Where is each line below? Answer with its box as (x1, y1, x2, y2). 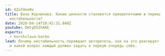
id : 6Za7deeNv (5, 7, 34, 12)
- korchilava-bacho (9, 35, 50, 39)
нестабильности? (9, 16, 43, 21)
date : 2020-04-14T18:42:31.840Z (5, 20, 71, 26)
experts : (5, 30, 23, 35)
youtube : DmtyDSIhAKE (5, 25, 50, 30)
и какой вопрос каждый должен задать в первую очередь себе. (9, 43, 137, 48)
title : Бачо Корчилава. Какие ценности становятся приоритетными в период (5, 12, 162, 17)
